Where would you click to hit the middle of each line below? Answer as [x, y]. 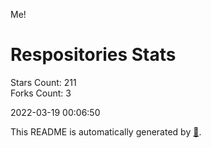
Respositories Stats [93, 55]
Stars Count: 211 [43, 82]
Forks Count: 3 [41, 93]
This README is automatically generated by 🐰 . [106, 131]
